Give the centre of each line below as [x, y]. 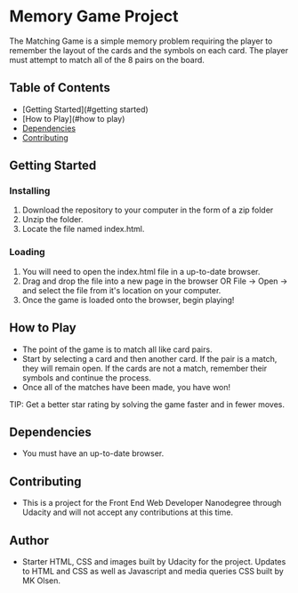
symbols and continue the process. [86, 377]
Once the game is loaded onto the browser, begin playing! [128, 300]
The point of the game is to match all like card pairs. [117, 349]
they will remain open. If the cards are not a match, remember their [145, 368]
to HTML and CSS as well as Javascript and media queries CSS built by [153, 571]
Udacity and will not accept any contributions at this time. [128, 512]
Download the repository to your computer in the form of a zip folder [148, 210]
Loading [28, 252]
